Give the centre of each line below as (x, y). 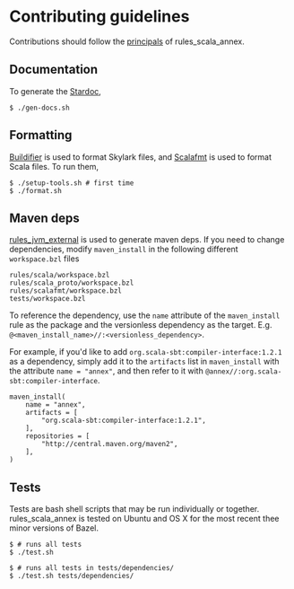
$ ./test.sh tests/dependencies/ (72, 576)
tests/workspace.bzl (48, 299)
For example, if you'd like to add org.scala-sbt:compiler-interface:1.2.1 (146, 352)
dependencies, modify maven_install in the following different (124, 250)
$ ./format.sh (36, 190)
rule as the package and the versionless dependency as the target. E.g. (141, 325)
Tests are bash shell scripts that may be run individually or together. (134, 509)
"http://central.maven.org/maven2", (110, 444)
